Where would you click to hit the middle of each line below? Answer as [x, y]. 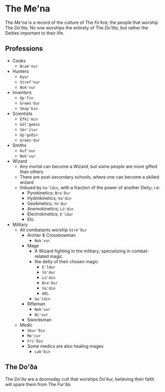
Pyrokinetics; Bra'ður [49, 193]
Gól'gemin [30, 124]
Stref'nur [30, 82]
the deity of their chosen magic [66, 261]
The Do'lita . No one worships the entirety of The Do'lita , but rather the [77, 27]
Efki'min [29, 119]
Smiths [19, 145]
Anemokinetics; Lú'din [50, 208]
